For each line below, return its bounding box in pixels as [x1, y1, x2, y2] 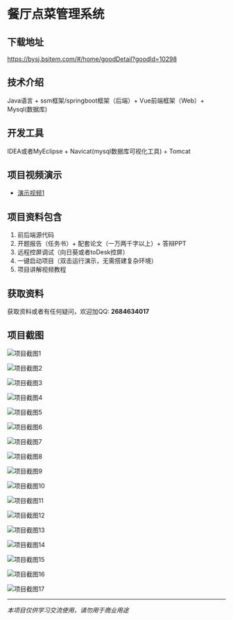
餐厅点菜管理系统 [7, 6, 105, 22]
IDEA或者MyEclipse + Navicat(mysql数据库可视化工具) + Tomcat [7, 147, 191, 155]
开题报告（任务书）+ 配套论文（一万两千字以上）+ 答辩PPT [17, 240, 187, 248]
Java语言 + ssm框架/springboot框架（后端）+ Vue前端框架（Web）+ [7, 96, 205, 105]
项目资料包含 [7, 211, 62, 222]
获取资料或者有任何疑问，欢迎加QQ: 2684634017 [7, 308, 150, 316]
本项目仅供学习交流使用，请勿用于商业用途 [7, 605, 129, 614]
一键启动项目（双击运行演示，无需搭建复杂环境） [17, 257, 157, 265]
